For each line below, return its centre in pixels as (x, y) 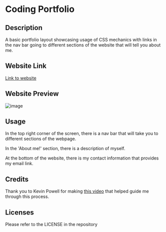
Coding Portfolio (40, 9)
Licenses (19, 212)
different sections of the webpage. (41, 139)
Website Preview (32, 94)
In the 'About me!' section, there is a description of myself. (65, 148)
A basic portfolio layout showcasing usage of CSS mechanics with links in (81, 39)
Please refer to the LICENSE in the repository (51, 224)
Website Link (26, 66)
